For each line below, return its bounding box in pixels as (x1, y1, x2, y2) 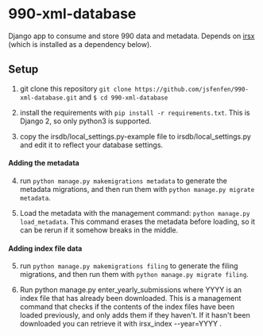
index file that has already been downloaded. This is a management (19, 294, 242, 303)
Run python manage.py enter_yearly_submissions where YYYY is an (19, 285, 242, 295)
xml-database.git (19, 93, 78, 102)
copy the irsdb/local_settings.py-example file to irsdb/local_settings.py (19, 131, 252, 141)
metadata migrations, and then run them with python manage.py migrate (19, 184, 255, 193)
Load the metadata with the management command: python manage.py (19, 208, 250, 217)
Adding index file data (8, 244, 83, 253)
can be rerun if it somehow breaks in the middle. (19, 225, 179, 235)
